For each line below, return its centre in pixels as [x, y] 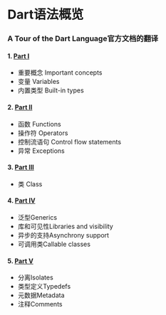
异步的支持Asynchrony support [63, 235]
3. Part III [21, 167]
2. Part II [20, 107]
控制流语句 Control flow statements [69, 142]
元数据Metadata [41, 295]
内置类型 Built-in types [51, 90]
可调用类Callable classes [54, 244]
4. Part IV [21, 201]
